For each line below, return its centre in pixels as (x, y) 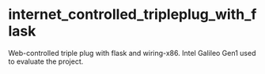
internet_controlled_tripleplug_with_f (132, 15)
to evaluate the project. (46, 61)
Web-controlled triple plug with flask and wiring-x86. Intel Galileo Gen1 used (132, 53)
